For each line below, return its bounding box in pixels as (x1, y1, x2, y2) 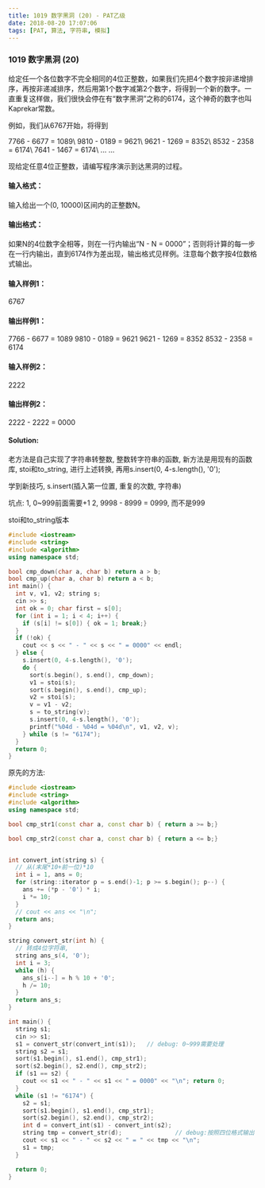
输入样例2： (8, 362, 48, 372)
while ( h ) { (15, 966, 56, 975)
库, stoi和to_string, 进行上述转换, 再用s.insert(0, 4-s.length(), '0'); (8, 465, 221, 474)
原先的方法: (8, 768, 46, 777)
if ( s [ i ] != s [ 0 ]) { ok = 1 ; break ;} (22, 619, 148, 627)
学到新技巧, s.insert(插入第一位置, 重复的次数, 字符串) (8, 481, 182, 491)
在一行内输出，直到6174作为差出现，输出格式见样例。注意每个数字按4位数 (8, 249, 251, 259)
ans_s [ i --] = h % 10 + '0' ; (22, 974, 115, 982)
